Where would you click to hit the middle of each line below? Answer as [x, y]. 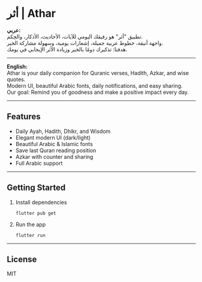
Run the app [31, 224]
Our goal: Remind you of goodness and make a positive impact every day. [98, 92]
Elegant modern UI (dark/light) [53, 137]
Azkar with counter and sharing [54, 156]
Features [24, 117]
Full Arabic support [39, 163]
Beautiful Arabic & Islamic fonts [54, 144]
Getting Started [36, 188]
